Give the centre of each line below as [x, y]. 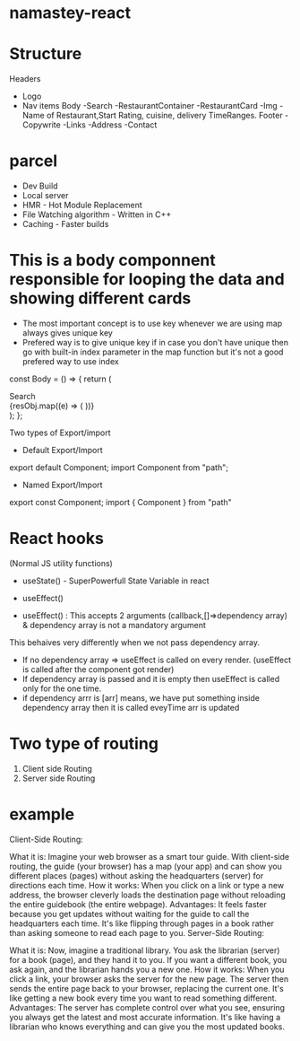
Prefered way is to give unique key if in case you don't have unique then [155, 342]
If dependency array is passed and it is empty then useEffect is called [151, 678]
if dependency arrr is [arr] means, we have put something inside [141, 697]
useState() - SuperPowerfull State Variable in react [116, 581]
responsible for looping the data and [147, 280]
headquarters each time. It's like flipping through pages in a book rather [142, 923]
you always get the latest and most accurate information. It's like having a [145, 1017]
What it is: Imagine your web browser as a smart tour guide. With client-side [149, 856]
